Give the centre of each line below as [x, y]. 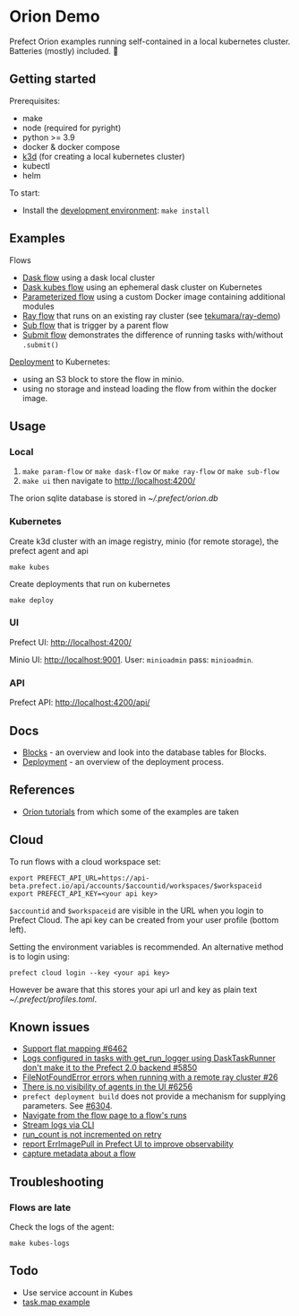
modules [38, 306]
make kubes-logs [39, 1244]
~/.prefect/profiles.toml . [53, 999]
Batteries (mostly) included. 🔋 [64, 50]
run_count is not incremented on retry [92, 1135]
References [42, 790]
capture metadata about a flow [79, 1154]
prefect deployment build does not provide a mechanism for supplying [154, 1096]
